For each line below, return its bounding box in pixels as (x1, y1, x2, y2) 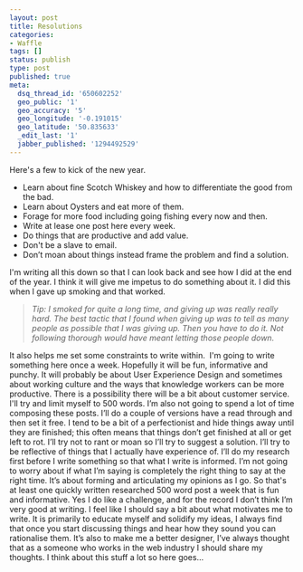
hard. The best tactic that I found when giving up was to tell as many (31, 313, 289, 324)
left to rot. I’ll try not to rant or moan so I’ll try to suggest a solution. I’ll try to (9, 436, 290, 447)
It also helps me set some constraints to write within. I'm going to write (9, 349, 275, 360)
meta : (9, 81, 30, 90)
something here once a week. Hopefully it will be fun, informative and (9, 359, 269, 370)
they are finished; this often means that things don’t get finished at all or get (9, 426, 292, 437)
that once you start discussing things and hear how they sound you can (9, 522, 277, 534)
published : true (9, 72, 71, 81)
